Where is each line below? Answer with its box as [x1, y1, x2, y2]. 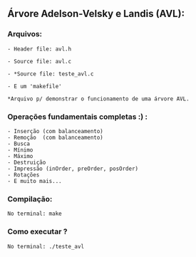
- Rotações [7, 171, 40, 179]
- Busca [7, 140, 31, 147]
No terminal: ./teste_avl [7, 243, 84, 250]
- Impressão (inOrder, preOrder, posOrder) [7, 165, 139, 172]
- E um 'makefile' [7, 83, 62, 90]
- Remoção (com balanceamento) [7, 134, 103, 141]
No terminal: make [7, 210, 62, 218]
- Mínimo [7, 146, 33, 154]
